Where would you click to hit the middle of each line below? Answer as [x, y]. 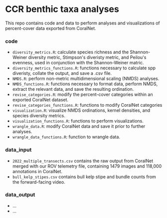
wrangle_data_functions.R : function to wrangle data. [66, 137]
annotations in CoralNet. [37, 171]
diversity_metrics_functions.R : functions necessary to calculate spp [84, 68]
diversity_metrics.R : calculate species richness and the [71, 52]
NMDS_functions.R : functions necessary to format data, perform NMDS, [85, 84]
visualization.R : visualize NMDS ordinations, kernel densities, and [81, 110]
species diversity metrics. [39, 116]
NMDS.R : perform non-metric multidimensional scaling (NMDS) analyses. [86, 79]
